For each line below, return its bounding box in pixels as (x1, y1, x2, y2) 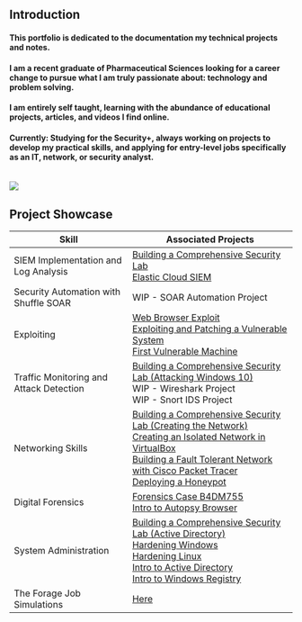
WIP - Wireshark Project (131, 383, 236, 395)
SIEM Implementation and (13, 254, 123, 266)
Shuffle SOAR (13, 297, 72, 310)
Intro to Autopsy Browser (131, 501, 238, 514)
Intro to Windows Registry (131, 572, 242, 585)
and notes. (9, 41, 51, 52)
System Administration (13, 545, 110, 557)
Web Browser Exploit (131, 311, 220, 324)
